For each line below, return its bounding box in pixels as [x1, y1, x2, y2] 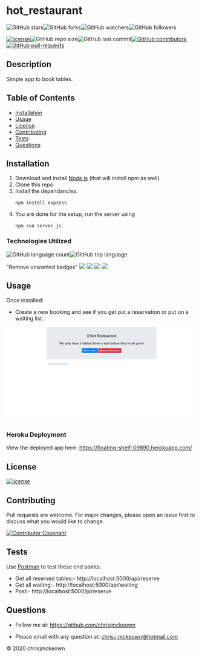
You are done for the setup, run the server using [15, 210, 135, 218]
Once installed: [6, 297, 44, 304]
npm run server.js [15, 223, 62, 229]
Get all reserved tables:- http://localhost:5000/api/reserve [15, 575, 160, 582]
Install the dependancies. [15, 187, 78, 195]
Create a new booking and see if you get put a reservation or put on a [15, 308, 189, 316]
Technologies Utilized [6, 237, 71, 246]
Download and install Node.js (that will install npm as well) [15, 175, 160, 182]
